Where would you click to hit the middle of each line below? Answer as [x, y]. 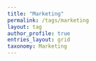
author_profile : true [39, 33]
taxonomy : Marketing [37, 46]
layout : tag [25, 27]
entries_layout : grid [39, 40]
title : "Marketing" [36, 14]
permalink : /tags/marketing [48, 20]
